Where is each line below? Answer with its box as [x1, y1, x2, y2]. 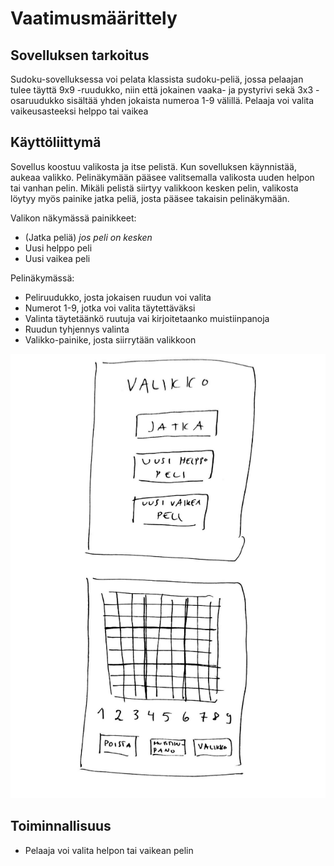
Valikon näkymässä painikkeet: [10, 212, 137, 224]
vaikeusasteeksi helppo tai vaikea [10, 105, 149, 117]
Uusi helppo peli [24, 242, 93, 254]
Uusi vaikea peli [24, 252, 91, 264]
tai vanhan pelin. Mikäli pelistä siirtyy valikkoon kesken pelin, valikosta [10, 182, 299, 194]
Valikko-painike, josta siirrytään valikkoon [24, 333, 197, 346]
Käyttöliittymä [10, 134, 102, 151]
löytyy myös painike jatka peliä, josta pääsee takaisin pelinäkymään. [10, 192, 290, 204]
